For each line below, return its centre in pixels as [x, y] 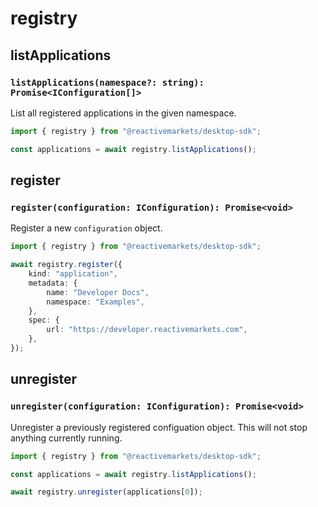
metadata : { [53, 283]
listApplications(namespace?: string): [107, 82]
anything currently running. [66, 438]
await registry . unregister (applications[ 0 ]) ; [106, 492]
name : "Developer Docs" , [98, 292]
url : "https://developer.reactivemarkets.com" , [147, 330]
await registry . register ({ [66, 265]
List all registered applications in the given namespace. [123, 113]
